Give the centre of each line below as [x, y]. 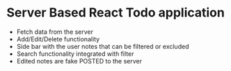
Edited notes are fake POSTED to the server [79, 61]
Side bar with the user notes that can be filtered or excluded [103, 46]
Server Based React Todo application [116, 13]
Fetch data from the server [55, 32]
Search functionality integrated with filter [75, 54]
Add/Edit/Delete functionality [58, 39]
